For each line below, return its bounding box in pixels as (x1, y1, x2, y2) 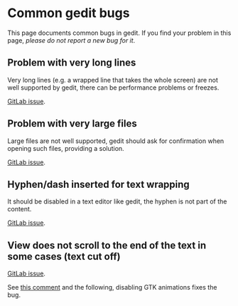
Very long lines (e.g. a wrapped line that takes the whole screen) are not (7, 75, 219, 84)
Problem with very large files (7, 117, 137, 130)
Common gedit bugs (7, 5, 130, 21)
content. (7, 205, 32, 213)
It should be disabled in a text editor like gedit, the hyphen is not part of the (7, 197, 227, 206)
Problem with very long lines (7, 57, 136, 69)
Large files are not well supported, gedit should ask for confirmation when (7, 137, 225, 145)
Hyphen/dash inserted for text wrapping (7, 178, 190, 190)
